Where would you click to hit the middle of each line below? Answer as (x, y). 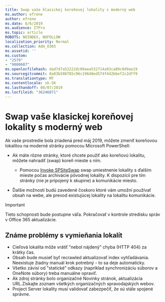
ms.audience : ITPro (25, 28)
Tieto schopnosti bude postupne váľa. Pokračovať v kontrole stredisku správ (83, 214)
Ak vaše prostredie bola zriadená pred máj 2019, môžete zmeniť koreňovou (81, 140)
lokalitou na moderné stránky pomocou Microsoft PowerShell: (68, 146)
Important (15, 205)
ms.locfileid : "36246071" (32, 92)
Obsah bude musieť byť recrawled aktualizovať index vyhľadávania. (81, 258)
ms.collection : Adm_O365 (31, 46)
